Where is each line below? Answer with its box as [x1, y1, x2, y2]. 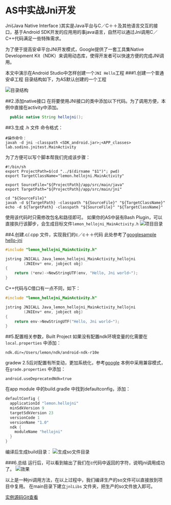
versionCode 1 [10, 415, 40, 420]
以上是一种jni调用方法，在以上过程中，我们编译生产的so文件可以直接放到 [5, 477, 158, 483]
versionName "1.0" [10, 420, 50, 425]
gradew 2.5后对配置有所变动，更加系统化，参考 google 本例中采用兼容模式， [5, 360, 166, 366]
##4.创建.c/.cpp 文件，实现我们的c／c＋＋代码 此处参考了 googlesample [5, 231, 157, 238]
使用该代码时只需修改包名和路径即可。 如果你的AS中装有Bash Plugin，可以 [5, 214, 163, 220]
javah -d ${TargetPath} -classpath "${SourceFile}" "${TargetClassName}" [5, 200, 166, 205]
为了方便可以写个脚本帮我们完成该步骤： [5, 154, 90, 160]
